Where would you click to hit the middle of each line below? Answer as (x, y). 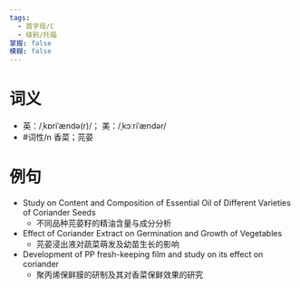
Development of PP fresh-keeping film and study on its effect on (143, 254)
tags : (19, 18)
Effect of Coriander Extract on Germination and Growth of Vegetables (152, 233)
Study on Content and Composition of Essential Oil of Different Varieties (157, 203)
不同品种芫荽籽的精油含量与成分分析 (104, 223)
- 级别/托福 (37, 34)
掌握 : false (30, 43)
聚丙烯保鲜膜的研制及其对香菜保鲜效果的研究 (120, 274)
